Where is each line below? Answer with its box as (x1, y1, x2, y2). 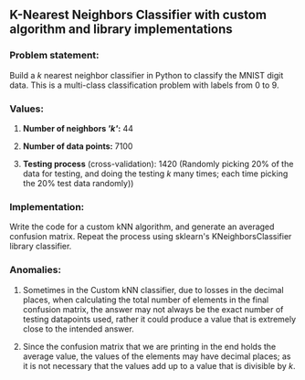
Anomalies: (9, 264, 62, 277)
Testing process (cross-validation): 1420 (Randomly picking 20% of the (22, 158, 294, 169)
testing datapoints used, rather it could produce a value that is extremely (22, 313, 297, 324)
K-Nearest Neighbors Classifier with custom (9, 7, 268, 23)
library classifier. (9, 241, 72, 252)
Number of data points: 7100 (22, 141, 133, 152)
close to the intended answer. (22, 323, 134, 334)
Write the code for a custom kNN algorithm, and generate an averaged (9, 221, 275, 232)
